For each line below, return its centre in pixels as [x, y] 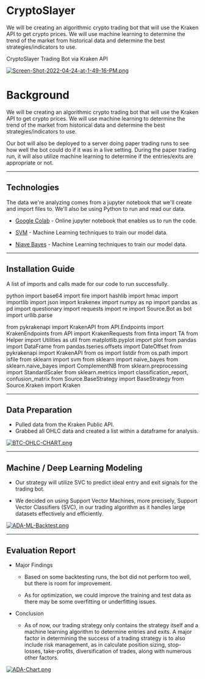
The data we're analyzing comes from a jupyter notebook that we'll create [99, 202]
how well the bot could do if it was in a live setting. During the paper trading [101, 149]
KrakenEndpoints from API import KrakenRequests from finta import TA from [102, 333]
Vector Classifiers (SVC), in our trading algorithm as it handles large [100, 507]
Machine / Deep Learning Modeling [74, 468]
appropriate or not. [30, 163]
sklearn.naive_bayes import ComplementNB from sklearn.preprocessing [97, 366]
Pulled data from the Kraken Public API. [65, 425]
